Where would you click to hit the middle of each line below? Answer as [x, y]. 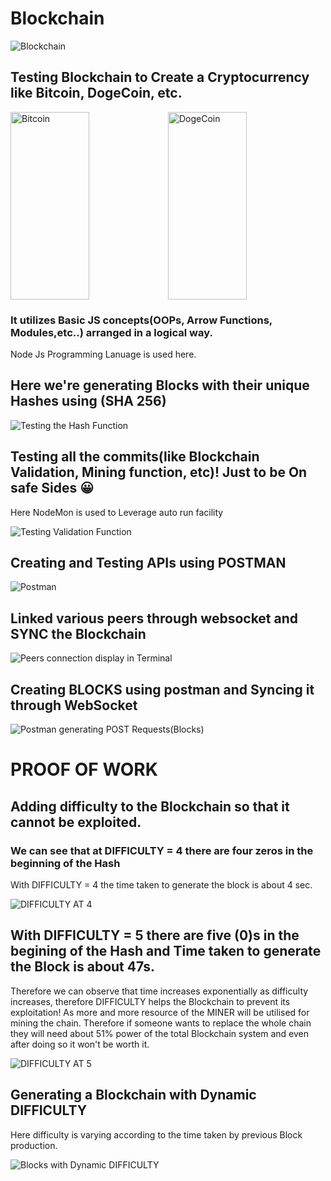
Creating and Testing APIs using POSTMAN [148, 563]
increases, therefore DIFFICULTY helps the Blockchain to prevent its [150, 1001]
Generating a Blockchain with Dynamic [133, 1095]
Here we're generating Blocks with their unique [160, 385]
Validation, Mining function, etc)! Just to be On [159, 472]
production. [34, 1145]
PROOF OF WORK [84, 769]
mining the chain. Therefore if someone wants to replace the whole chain [161, 1023]
